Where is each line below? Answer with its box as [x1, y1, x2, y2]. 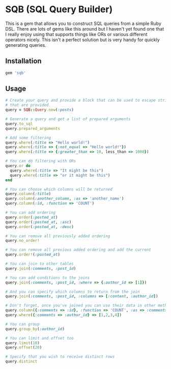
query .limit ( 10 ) [5, 340, 40, 346]
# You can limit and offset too [5, 335, 74, 340]
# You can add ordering [5, 210, 56, 215]
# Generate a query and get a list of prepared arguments [5, 117, 131, 122]
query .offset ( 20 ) [5, 345, 42, 350]
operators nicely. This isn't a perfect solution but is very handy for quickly [5, 37, 160, 43]
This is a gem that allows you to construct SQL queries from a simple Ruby [5, 20, 161, 26]
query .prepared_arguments [5, 126, 60, 131]
